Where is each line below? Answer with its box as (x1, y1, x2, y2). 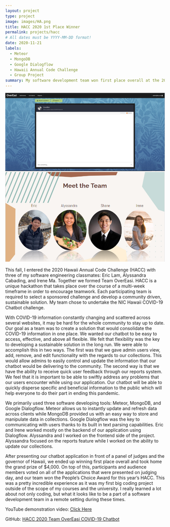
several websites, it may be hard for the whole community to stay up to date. (5, 320, 165, 326)
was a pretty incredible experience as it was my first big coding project (5, 480, 153, 486)
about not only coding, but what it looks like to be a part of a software (5, 491, 150, 497)
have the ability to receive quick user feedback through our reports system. (5, 369, 163, 375)
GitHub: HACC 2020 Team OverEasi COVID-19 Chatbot (5, 516, 120, 522)
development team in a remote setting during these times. (5, 496, 126, 503)
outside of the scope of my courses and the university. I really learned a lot (5, 486, 161, 492)
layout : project (5, 8, 39, 13)
